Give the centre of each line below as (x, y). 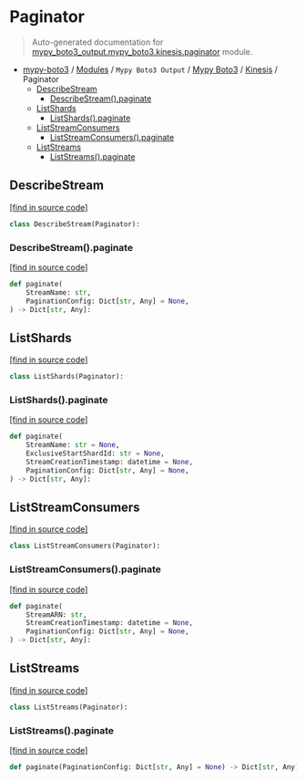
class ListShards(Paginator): (67, 377)
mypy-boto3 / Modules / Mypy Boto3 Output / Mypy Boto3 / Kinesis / (150, 69)
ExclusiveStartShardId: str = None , (96, 453)
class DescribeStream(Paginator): (75, 224)
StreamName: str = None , (73, 445)
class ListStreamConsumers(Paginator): (85, 546)
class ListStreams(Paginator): (69, 707)
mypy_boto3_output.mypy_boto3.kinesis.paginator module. (142, 51)
